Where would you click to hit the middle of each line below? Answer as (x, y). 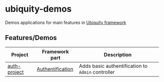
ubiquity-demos (38, 9)
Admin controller (97, 72)
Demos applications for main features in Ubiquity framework (66, 22)
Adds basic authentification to (113, 66)
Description (118, 55)
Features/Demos (31, 38)
